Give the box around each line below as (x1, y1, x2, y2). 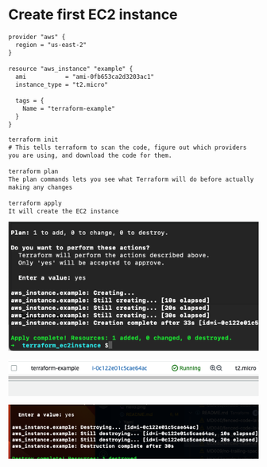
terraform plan (8, 167, 59, 175)
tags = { (15, 96, 44, 104)
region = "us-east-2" (15, 41, 87, 49)
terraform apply (8, 199, 62, 207)
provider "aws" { (8, 33, 66, 41)
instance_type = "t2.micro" (15, 80, 109, 88)
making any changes (8, 183, 73, 191)
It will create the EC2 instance (8, 207, 119, 215)
